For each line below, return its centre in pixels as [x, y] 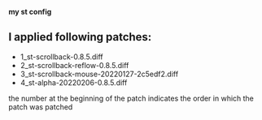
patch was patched [41, 107]
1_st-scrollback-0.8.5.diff [61, 57]
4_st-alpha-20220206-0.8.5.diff [74, 82]
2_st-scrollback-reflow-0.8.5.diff [74, 65]
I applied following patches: [80, 37]
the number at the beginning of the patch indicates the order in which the [131, 98]
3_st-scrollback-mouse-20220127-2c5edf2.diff [99, 74]
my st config [30, 12]
